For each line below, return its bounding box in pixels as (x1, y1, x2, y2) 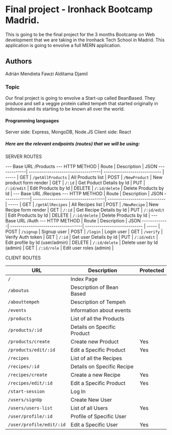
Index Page (71, 276, 98, 283)
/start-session (8, 388, 45, 395)
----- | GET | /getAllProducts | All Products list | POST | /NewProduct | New (5, 174, 163, 180)
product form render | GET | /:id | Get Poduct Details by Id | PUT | (5, 180, 145, 186)
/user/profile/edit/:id (8, 422, 66, 428)
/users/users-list (8, 405, 53, 411)
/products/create (8, 339, 50, 345)
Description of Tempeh (71, 299, 126, 306)
